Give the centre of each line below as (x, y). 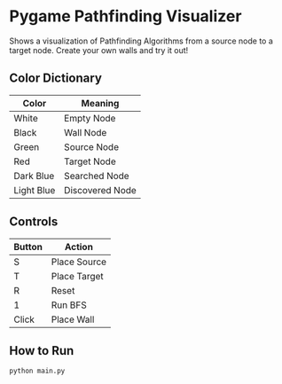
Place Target (77, 276)
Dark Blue (34, 176)
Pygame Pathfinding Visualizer (125, 16)
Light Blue (35, 190)
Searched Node (97, 176)
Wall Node (85, 132)
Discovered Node (100, 190)
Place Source (79, 262)
